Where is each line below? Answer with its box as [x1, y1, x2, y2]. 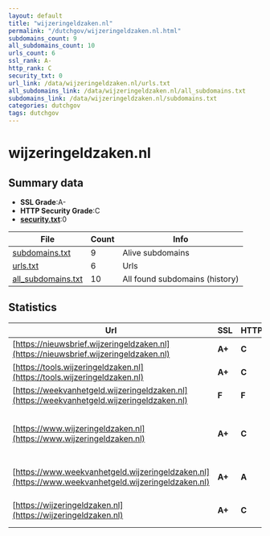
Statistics [8, 301, 58, 314]
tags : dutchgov [8, 110, 59, 118]
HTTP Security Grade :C [19, 206, 100, 215]
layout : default [8, 11, 63, 20]
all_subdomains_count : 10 [8, 42, 95, 50]
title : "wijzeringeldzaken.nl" [8, 19, 113, 27]
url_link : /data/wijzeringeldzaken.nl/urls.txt [8, 79, 171, 87]
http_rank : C [8, 64, 52, 73]
